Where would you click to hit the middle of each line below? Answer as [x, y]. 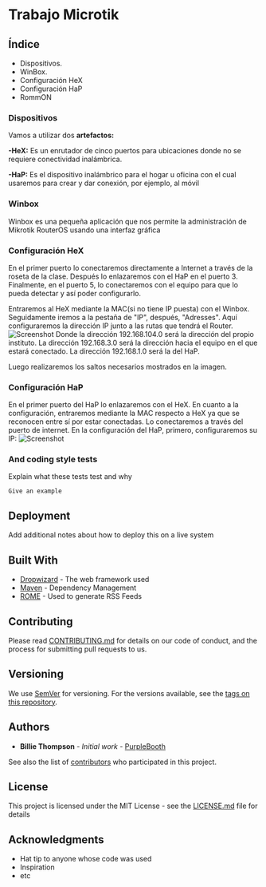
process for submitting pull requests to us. [78, 649]
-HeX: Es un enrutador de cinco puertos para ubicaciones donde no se [125, 151]
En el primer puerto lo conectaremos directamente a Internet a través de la [131, 267]
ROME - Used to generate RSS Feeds [80, 596]
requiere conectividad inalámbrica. [65, 159]
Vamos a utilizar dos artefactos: [61, 135]
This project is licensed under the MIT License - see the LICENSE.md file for [133, 806]
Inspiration [37, 867]
